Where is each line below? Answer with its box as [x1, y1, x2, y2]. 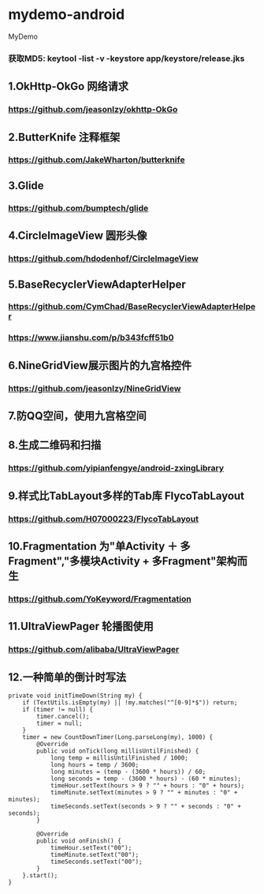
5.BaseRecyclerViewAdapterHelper [8, 277, 187, 291]
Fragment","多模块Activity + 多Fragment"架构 [8, 555, 238, 568]
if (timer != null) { [22, 706, 93, 714]
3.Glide [8, 179, 45, 192]
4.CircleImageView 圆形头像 [8, 229, 147, 243]
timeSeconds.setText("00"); [50, 858, 143, 866]
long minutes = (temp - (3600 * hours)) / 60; [50, 768, 206, 776]
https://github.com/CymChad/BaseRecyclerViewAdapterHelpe [8, 301, 256, 312]
